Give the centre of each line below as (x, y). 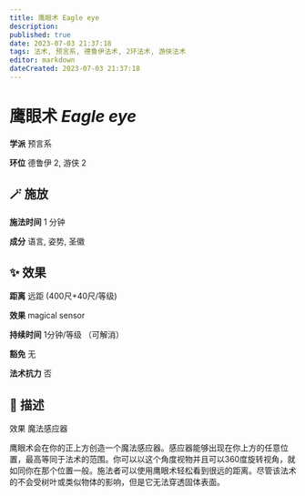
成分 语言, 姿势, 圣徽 (47, 241)
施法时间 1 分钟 (37, 222)
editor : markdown (42, 60)
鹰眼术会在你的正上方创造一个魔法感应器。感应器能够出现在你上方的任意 (145, 448)
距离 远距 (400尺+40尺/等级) (63, 296)
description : (34, 26)
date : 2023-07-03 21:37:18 (61, 43)
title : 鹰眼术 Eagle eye (55, 18)
